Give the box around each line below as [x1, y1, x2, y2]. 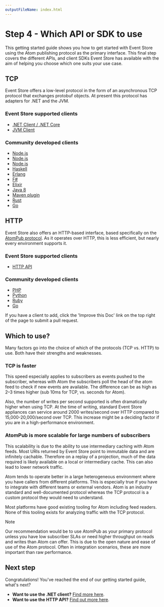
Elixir [12, 182, 23, 187]
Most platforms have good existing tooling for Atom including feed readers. [5, 504, 157, 510]
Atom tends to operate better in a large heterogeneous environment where [5, 473, 156, 480]
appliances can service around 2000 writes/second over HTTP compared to [5, 409, 160, 415]
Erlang [12, 171, 26, 177]
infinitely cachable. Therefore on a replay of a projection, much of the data [5, 454, 156, 459]
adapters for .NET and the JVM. [5, 98, 70, 104]
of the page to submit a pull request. [5, 318, 79, 324]
